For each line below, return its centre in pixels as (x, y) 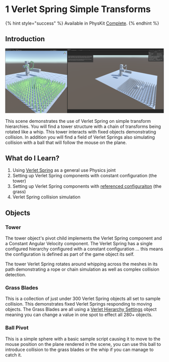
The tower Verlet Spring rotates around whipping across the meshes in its (81, 264)
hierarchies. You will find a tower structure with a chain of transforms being (83, 126)
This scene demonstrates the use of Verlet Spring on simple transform (78, 121)
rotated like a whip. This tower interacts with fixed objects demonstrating (81, 131)
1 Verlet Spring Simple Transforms (78, 9)
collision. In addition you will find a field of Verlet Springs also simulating (80, 137)
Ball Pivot (17, 328)
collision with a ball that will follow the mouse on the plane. (66, 142)
